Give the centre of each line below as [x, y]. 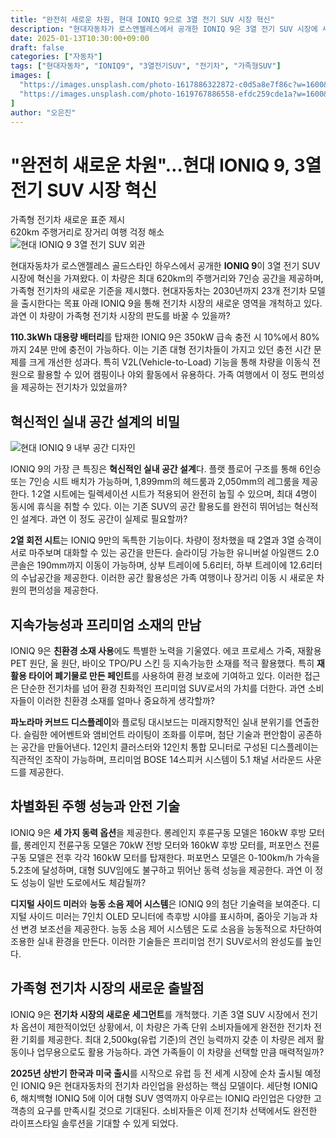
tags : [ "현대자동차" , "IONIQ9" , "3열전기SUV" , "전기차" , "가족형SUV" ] [146, 66]
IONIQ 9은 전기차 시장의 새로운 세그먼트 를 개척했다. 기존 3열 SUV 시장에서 [155, 1014]
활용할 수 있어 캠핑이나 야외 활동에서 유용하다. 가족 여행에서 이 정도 [167, 375]
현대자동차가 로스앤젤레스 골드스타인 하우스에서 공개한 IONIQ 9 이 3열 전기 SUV [165, 266]
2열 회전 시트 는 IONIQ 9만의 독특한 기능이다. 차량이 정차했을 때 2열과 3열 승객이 [166, 540]
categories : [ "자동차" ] [56, 57]
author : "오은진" [43, 112]
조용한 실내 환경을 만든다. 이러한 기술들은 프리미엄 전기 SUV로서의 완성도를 [156, 941]
